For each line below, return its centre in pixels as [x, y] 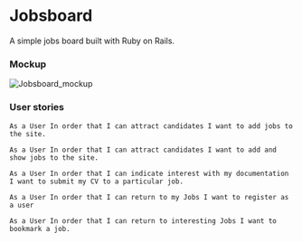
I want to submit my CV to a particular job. [96, 181]
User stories [37, 107]
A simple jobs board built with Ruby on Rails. [92, 41]
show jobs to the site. [54, 158]
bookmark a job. [40, 228]
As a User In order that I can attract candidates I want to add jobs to [151, 126]
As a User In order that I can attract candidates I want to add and [143, 150]
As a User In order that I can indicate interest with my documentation [149, 173]
